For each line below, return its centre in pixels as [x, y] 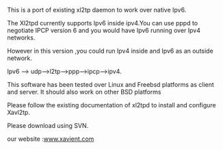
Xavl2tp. [19, 112]
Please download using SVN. [48, 125]
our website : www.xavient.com [51, 139]
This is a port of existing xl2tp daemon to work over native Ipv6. [97, 10]
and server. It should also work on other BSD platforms [84, 92]
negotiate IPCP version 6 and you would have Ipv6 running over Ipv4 [104, 30]
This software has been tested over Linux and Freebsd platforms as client [110, 84]
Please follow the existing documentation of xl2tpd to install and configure [112, 105]
